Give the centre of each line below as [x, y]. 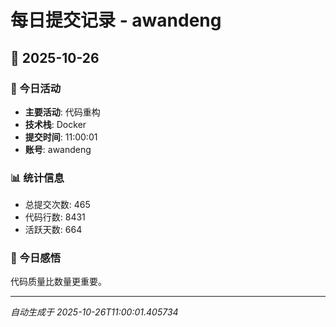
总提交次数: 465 [57, 205]
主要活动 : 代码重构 [62, 112]
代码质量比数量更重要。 [58, 282]
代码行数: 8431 [55, 217]
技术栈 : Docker [55, 124]
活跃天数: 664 [53, 230]
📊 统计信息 [37, 178]
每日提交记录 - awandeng [116, 20]
